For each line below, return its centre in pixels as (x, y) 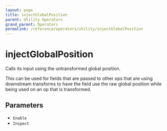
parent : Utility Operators (34, 19)
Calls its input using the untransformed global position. (63, 69)
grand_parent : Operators (32, 24)
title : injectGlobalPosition (36, 15)
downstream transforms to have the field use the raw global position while (83, 84)
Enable (20, 118)
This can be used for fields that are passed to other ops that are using (79, 79)
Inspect (21, 123)
